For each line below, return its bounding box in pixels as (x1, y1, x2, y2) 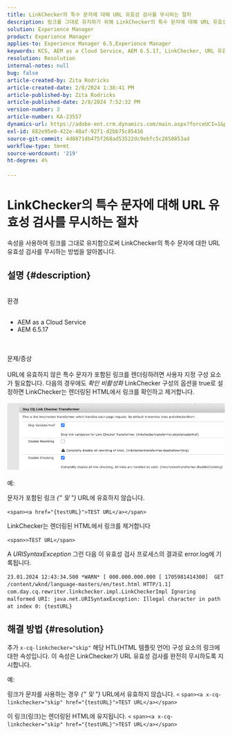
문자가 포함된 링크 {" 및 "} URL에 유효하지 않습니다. (7, 493, 145, 502)
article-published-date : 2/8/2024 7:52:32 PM (7, 99, 140, 106)
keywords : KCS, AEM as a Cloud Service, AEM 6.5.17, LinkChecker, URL (7, 48, 215, 55)
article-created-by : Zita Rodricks (7, 77, 110, 84)
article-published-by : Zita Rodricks (7, 91, 116, 98)
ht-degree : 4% (7, 157, 48, 164)
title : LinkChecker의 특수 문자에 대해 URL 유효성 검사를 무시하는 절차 (7, 11, 192, 18)
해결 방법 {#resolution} (7, 624, 104, 635)
